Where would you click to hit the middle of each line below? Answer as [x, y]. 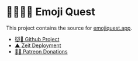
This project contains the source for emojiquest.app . [69, 28]
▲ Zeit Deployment [38, 45]
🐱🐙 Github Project [37, 39]
